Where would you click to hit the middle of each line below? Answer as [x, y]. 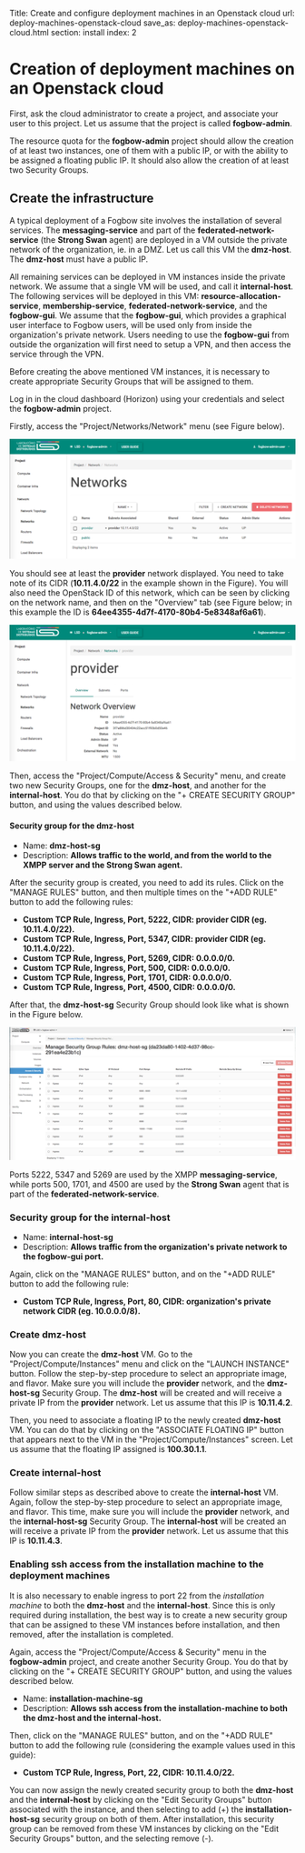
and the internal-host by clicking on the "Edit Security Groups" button [141, 1799]
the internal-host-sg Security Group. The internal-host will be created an [148, 1521]
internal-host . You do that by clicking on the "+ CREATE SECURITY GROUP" [152, 796]
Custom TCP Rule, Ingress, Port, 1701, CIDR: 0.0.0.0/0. [127, 977]
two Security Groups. [49, 170]
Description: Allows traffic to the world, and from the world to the [147, 856]
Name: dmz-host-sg [62, 846]
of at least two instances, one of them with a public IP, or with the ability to [149, 150]
